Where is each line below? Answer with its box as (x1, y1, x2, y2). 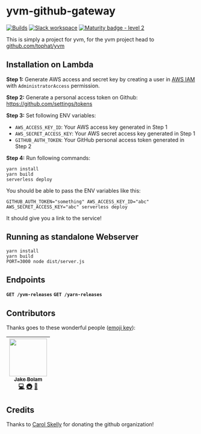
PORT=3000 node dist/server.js (6, 258, 85, 264)
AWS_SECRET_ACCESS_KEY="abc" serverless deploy (6, 203, 128, 210)
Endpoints (6, 274, 46, 285)
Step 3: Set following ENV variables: (6, 111, 96, 119)
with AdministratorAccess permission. (6, 82, 100, 89)
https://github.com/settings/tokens (6, 100, 93, 107)
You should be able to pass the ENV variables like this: (6, 187, 141, 194)
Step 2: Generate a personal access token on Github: (6, 93, 138, 101)
